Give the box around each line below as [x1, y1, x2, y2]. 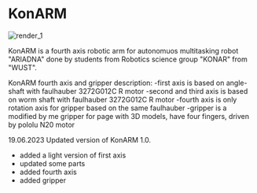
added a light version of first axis [19, 150, 127, 160]
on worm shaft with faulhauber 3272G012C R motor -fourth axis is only [8, 95, 237, 104]
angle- [226, 78, 248, 87]
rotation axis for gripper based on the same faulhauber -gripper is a [8, 103, 227, 113]
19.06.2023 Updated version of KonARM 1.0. [8, 135, 152, 144]
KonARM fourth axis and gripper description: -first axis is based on [8, 78, 225, 87]
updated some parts [19, 158, 86, 168]
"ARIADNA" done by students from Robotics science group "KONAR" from [8, 54, 248, 64]
